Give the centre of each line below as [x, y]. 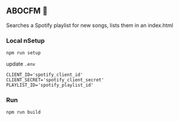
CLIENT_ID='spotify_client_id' [45, 75]
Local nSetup [26, 40]
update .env [21, 64]
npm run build [24, 112]
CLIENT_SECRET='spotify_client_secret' [55, 80]
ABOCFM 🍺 [27, 11]
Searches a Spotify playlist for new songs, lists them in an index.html [89, 25]
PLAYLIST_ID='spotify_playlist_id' [50, 85]
